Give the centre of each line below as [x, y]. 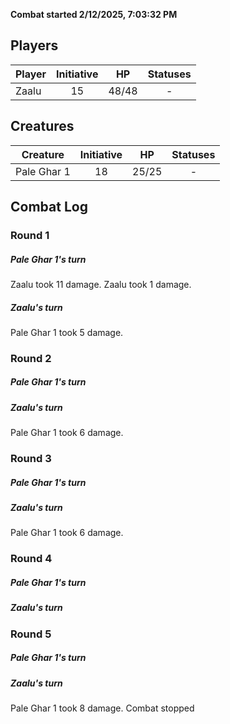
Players [34, 45]
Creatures [42, 126]
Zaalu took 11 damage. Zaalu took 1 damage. [101, 284]
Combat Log [49, 207]
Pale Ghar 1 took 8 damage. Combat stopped [102, 708]
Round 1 [30, 235]
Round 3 [31, 459]
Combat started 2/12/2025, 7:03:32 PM [94, 14]
